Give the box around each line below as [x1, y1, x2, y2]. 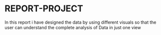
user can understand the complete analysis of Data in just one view [4, 24, 141, 30]
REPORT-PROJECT [4, 3, 83, 14]
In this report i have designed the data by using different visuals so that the [4, 19, 157, 25]
